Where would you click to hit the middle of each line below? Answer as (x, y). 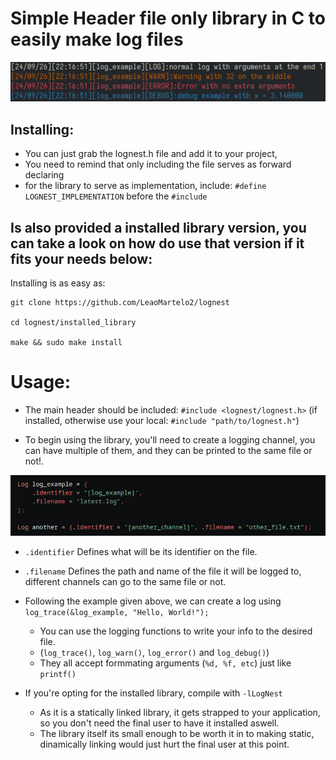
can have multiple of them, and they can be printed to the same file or (168, 450)
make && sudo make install (66, 343)
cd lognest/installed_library (73, 323)
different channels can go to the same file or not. (125, 581)
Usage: (41, 382)
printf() (58, 674)
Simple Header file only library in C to (168, 18)
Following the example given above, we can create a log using (153, 601)
